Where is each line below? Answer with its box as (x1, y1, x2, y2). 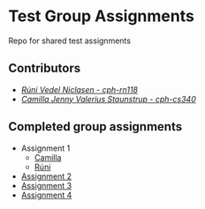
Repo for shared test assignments (8, 35, 132, 46)
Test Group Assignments (8, 6, 195, 26)
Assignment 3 (20, 180, 72, 190)
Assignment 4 (20, 190, 72, 200)
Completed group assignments (8, 119, 183, 134)
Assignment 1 (20, 143, 71, 153)
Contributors (8, 61, 81, 76)
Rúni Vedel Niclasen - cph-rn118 (20, 84, 139, 94)
